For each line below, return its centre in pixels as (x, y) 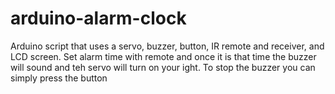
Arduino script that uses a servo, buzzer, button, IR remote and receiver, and (167, 46)
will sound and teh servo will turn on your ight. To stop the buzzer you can (163, 67)
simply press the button (59, 78)
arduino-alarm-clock (98, 18)
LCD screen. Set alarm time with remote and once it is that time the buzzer (163, 56)
